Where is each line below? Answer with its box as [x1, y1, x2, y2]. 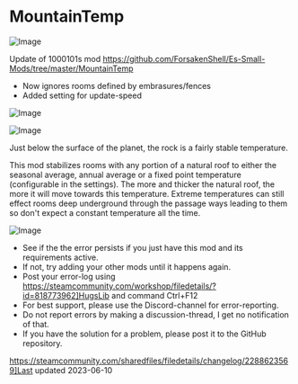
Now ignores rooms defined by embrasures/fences [22, 80, 212, 91]
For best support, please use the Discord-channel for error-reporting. [22, 299, 279, 310]
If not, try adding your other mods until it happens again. [22, 261, 232, 272]
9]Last [9, 364, 33, 375]
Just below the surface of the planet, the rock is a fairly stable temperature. [9, 142, 289, 153]
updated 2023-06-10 [34, 364, 113, 375]
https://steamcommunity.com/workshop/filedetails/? [22, 281, 217, 291]
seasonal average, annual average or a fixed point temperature [9, 169, 242, 180]
